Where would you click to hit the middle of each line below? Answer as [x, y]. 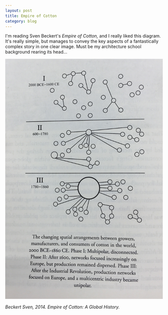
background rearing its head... [36, 52]
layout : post [19, 11]
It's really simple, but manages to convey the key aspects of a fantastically [82, 41]
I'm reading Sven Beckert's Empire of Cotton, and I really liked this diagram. [83, 36]
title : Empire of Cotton [31, 16]
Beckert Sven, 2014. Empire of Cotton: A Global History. [62, 307]
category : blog [21, 21]
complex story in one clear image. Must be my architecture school [73, 47]
